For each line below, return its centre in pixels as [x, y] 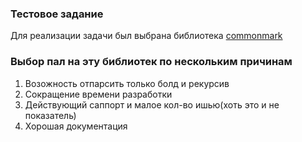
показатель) [50, 115]
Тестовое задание [57, 14]
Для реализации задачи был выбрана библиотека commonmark [146, 36]
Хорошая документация [76, 126]
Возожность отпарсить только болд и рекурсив [127, 83]
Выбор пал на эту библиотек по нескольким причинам [151, 62]
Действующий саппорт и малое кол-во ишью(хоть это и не [152, 104]
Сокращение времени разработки [98, 94]
